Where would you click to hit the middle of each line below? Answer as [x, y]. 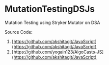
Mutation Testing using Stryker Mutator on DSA [52, 22]
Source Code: [19, 32]
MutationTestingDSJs [50, 9]
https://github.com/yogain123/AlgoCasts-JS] [59, 52]
